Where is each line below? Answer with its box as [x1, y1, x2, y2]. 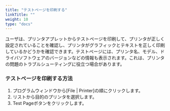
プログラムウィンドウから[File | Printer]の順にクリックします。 [12, 87, 143, 93]
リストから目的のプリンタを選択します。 [12, 94, 97, 100]
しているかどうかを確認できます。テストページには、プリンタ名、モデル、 [5, 48, 160, 54]
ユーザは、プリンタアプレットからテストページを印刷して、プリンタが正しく [5, 36, 165, 42]
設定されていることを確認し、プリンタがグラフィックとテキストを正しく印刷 [5, 42, 165, 48]
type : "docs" [5, 21, 33, 27]
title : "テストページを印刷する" [5, 7, 67, 13]
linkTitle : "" [5, 12, 36, 17]
